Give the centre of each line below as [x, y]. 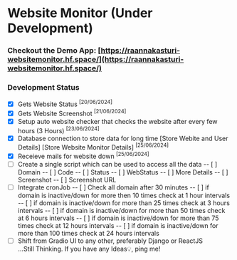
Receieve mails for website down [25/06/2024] [83, 156]
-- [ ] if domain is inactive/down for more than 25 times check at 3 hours [123, 203]
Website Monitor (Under [80, 13]
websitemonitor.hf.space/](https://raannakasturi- [96, 60]
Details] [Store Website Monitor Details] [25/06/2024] [93, 147]
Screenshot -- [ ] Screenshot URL [67, 180]
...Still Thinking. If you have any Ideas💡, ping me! [89, 249]
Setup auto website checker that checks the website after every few [118, 121]
